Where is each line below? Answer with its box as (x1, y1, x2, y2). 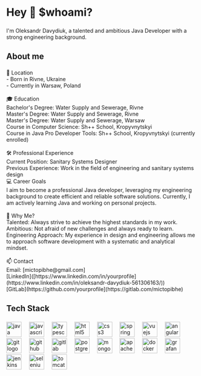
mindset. (6, 245, 28, 252)
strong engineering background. (6, 33, 87, 41)
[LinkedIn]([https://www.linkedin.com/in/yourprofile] (6, 272, 137, 280)
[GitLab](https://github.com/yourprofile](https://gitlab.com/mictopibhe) (6, 286, 183, 293)
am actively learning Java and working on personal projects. (6, 199, 157, 206)
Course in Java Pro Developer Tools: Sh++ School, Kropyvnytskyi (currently (6, 130, 196, 137)
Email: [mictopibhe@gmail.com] (6, 266, 86, 274)
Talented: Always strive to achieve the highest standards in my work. (6, 219, 177, 226)
